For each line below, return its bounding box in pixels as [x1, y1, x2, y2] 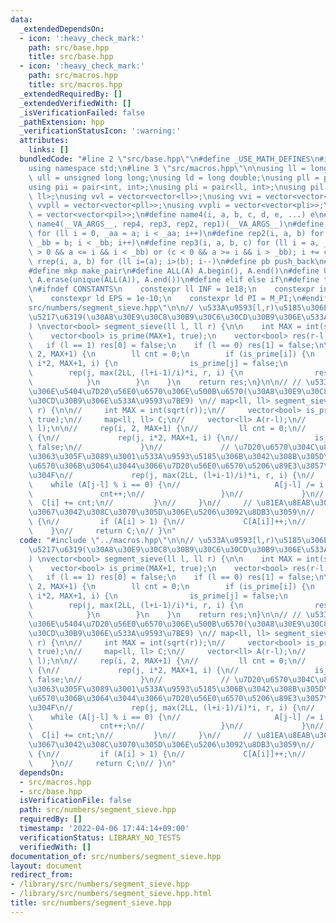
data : [10, 14, 33, 25]
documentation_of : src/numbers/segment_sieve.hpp [10, 851, 222, 861]
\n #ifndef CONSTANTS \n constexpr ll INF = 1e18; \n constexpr [28, 284, 315, 295]
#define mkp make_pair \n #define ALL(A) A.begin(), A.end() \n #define [28, 266, 320, 276]
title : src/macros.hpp [28, 80, 123, 90]
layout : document [10, 861, 83, 871]
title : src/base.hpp [28, 52, 114, 62]
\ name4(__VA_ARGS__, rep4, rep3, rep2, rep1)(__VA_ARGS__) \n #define [28, 219, 325, 230]
